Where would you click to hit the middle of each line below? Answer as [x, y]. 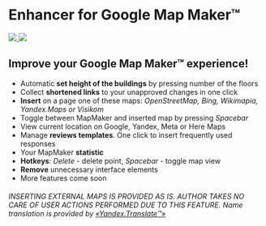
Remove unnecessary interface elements [89, 169]
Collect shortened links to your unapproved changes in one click [129, 92]
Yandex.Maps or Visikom [62, 109]
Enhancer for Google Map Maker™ [124, 15]
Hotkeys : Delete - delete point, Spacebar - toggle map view [120, 160]
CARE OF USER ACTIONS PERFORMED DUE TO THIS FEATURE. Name [126, 205]
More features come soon [63, 178]
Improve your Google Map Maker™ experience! [129, 64]
